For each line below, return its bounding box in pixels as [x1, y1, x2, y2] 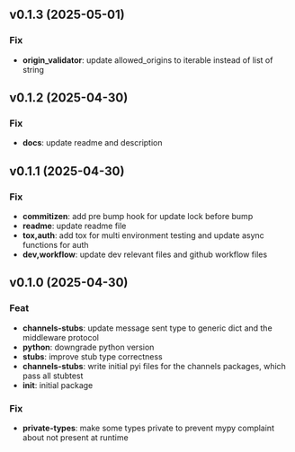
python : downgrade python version [22, 341, 155, 352]
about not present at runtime [22, 432, 129, 443]
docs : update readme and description [22, 137, 163, 148]
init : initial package [22, 379, 94, 390]
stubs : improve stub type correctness [22, 350, 164, 362]
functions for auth [22, 240, 89, 251]
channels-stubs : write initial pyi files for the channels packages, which [22, 360, 286, 371]
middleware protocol [22, 332, 99, 342]
